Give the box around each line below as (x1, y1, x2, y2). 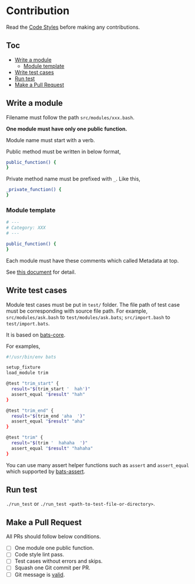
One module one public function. (14, 545, 95, 552)
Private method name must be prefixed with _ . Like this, (6, 175, 141, 183)
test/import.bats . (6, 320, 50, 327)
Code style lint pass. (14, 551, 65, 558)
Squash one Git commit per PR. (14, 564, 90, 571)
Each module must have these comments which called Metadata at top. (6, 257, 179, 264)
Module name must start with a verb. (6, 136, 95, 143)
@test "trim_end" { (6, 407, 54, 414)
